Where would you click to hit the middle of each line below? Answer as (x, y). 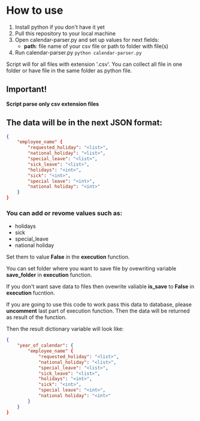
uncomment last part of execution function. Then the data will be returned (98, 311)
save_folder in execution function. (49, 275)
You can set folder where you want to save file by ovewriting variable (91, 269)
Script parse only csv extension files (53, 104)
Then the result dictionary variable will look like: (65, 329)
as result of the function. (37, 317)
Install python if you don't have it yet (60, 27)
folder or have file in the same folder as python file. (69, 70)
